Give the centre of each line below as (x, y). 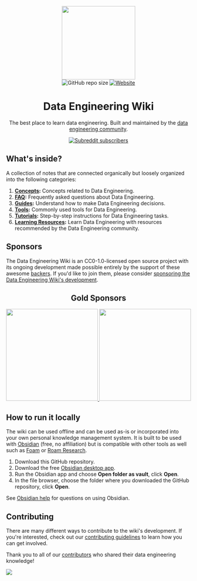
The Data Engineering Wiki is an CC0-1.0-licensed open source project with (97, 261)
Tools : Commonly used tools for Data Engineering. (76, 209)
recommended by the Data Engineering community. (77, 228)
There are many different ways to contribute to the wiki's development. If (94, 531)
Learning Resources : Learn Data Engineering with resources (88, 222)
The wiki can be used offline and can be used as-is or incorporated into (92, 432)
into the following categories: (41, 179)
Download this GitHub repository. (55, 462)
